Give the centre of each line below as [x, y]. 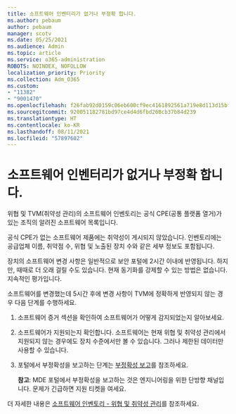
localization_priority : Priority [56, 73]
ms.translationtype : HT [42, 118]
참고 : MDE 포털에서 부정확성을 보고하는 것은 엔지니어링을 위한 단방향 [111, 380]
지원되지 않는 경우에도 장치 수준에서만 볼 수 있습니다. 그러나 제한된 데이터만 [120, 341]
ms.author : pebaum [34, 20]
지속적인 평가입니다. [34, 279]
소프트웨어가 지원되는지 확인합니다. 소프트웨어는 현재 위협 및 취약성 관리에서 [122, 332]
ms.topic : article [34, 54]
